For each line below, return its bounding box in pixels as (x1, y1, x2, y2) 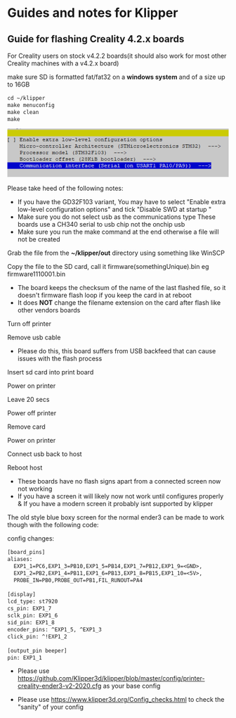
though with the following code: (7, 521, 99, 529)
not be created (17, 235, 61, 244)
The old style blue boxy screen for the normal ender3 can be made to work (7, 513, 225, 522)
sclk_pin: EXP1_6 (7, 612, 58, 619)
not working (17, 484, 53, 493)
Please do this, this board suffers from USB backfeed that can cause (17, 347, 216, 355)
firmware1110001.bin (7, 270, 65, 279)
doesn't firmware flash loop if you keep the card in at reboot (17, 291, 192, 300)
